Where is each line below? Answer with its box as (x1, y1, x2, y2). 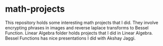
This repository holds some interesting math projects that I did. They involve (5, 20, 159, 25)
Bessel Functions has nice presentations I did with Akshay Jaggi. (5, 35, 136, 41)
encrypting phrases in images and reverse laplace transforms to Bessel (5, 24, 149, 30)
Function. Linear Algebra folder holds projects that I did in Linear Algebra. (5, 30, 153, 36)
